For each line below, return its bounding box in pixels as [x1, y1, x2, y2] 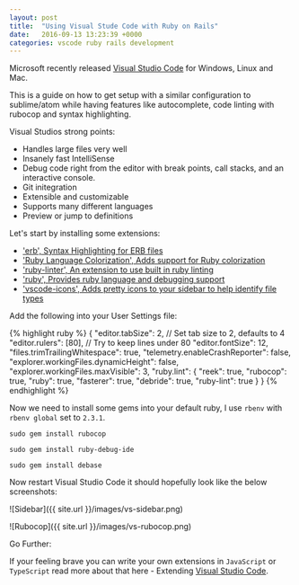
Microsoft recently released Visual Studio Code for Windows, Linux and [9, 63, 274, 74]
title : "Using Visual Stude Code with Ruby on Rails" [9, 22, 219, 31]
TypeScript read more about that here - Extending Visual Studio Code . [9, 565, 269, 576]
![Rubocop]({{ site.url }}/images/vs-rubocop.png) [9, 521, 192, 532]
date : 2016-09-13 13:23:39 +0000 [9, 30, 143, 39]
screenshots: [9, 486, 57, 497]
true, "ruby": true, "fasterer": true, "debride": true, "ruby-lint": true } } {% [9, 376, 278, 386]
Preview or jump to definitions [22, 210, 134, 221]
